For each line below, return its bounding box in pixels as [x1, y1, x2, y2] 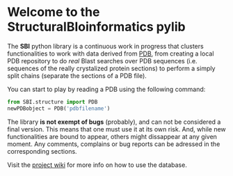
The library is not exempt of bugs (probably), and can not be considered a [7, 118, 221, 126]
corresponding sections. [7, 147, 78, 155]
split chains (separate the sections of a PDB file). [7, 71, 147, 80]
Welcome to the [7, 4, 100, 20]
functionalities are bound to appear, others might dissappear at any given [7, 132, 218, 141]
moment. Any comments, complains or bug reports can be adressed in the [7, 140, 220, 148]
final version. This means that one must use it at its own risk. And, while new [7, 125, 226, 133]
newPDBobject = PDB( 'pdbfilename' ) [7, 105, 111, 112]
